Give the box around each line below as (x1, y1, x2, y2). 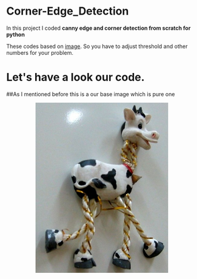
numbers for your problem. (6, 49, 74, 56)
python (6, 30, 25, 38)
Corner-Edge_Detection (6, 4, 129, 18)
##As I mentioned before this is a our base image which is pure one (6, 90, 175, 98)
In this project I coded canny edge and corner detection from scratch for (6, 24, 191, 32)
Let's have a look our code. (6, 71, 145, 84)
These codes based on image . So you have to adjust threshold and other (6, 43, 188, 50)
